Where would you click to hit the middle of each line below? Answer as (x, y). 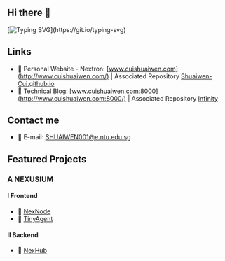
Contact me (33, 121)
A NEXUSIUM (30, 179)
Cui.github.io (36, 83)
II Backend (23, 234)
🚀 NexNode (34, 211)
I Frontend (22, 196)
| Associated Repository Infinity (173, 98)
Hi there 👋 (29, 13)
